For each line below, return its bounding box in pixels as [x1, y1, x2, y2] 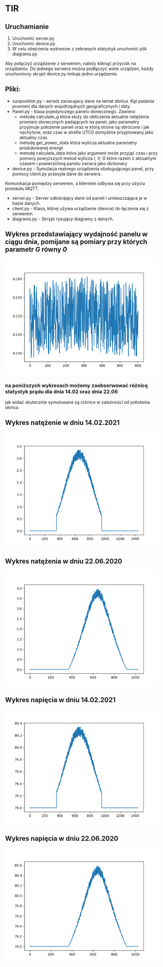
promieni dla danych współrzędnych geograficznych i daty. [12, 103, 131, 109]
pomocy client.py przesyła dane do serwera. [12, 171, 102, 177]
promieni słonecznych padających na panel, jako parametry [19, 118, 140, 125]
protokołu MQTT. [5, 186, 39, 191]
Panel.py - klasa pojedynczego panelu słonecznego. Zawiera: [12, 108, 136, 114]
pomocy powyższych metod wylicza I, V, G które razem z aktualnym [19, 155, 157, 161]
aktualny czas [19, 134, 47, 140]
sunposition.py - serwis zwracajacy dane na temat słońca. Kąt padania [12, 98, 155, 104]
